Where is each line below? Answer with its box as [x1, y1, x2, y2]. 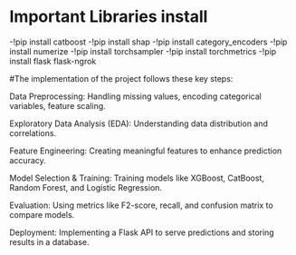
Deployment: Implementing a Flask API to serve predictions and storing [9, 227, 274, 238]
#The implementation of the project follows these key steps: [9, 73, 234, 83]
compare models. [9, 209, 75, 220]
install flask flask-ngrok [9, 55, 97, 66]
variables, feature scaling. [9, 100, 106, 111]
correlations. [9, 127, 57, 138]
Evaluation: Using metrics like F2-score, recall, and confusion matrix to [9, 200, 273, 211]
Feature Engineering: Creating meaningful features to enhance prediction [9, 145, 282, 156]
